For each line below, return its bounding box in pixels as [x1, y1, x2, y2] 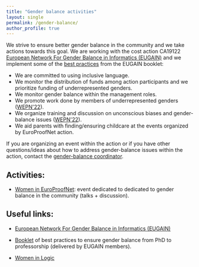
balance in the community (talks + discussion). [14, 192, 129, 199]
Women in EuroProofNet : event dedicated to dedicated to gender [14, 186, 174, 193]
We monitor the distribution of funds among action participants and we [14, 78, 188, 85]
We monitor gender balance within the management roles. [14, 91, 157, 98]
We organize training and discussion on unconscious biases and [14, 110, 172, 117]
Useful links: [6, 209, 54, 220]
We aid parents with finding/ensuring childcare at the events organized [14, 122, 189, 129]
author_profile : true [6, 25, 60, 31]
